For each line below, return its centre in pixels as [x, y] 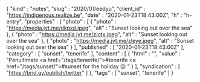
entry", [15, 21]
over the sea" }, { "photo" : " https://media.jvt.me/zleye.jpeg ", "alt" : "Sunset [100, 41]
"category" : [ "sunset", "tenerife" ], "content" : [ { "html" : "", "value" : [93, 53]
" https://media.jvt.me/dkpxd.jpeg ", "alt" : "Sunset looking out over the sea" [99, 28]
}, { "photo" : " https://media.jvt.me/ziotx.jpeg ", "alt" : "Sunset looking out [97, 34]
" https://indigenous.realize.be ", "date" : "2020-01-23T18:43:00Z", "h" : [94, 15]
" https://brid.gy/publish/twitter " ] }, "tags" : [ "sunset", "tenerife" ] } [90, 73]
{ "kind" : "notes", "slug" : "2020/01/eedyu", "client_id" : [76, 9]
